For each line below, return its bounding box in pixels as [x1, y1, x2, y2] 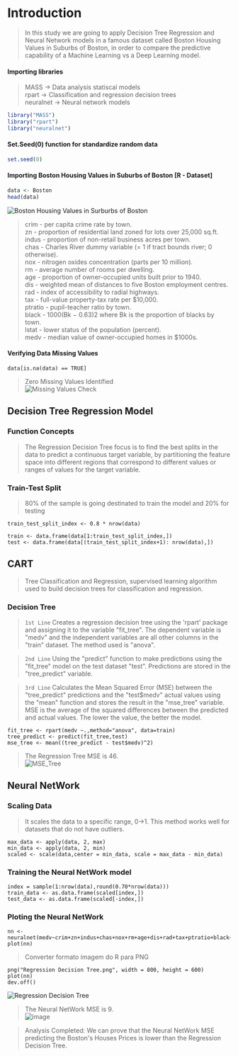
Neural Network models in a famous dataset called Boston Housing [24, 35, 221, 44]
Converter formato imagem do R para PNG [24, 953, 149, 961]
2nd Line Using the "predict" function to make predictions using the [24, 654, 222, 663]
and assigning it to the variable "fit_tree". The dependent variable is [24, 625, 222, 635]
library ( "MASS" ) [7, 112, 55, 119]
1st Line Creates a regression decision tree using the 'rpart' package [24, 618, 228, 627]
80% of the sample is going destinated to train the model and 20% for [24, 499, 229, 507]
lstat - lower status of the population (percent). [24, 325, 161, 334]
